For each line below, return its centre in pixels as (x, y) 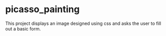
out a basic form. (23, 28)
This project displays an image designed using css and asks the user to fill (83, 23)
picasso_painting (43, 9)
